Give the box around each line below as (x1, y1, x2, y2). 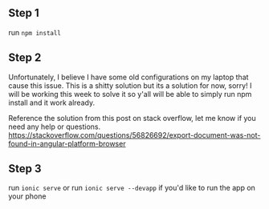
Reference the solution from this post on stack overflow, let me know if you (8, 113, 257, 123)
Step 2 (8, 51, 42, 65)
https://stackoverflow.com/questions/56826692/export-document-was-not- (8, 130, 261, 139)
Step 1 (8, 6, 40, 20)
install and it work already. (8, 98, 95, 107)
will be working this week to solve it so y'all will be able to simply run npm (8, 89, 252, 98)
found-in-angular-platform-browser (8, 139, 126, 148)
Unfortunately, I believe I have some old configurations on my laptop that (8, 72, 249, 82)
